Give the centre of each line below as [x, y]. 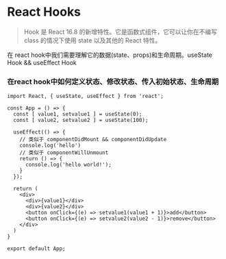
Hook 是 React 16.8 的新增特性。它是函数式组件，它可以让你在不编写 [121, 32]
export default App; [37, 249]
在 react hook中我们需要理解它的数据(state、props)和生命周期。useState [110, 55]
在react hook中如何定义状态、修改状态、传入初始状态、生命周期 [113, 82]
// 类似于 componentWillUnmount [64, 153]
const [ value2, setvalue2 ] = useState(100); [81, 121]
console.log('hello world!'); [68, 165]
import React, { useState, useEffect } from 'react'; [86, 97]
